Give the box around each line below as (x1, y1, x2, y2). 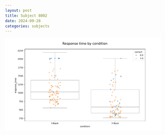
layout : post (5, 8, 32, 13)
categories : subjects (5, 24, 50, 29)
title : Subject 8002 (5, 13, 48, 18)
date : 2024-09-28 (5, 18, 41, 23)
